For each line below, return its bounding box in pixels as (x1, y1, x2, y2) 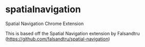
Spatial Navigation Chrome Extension (5, 20, 84, 27)
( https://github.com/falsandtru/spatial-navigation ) (5, 36, 110, 42)
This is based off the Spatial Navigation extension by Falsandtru (5, 30, 140, 36)
